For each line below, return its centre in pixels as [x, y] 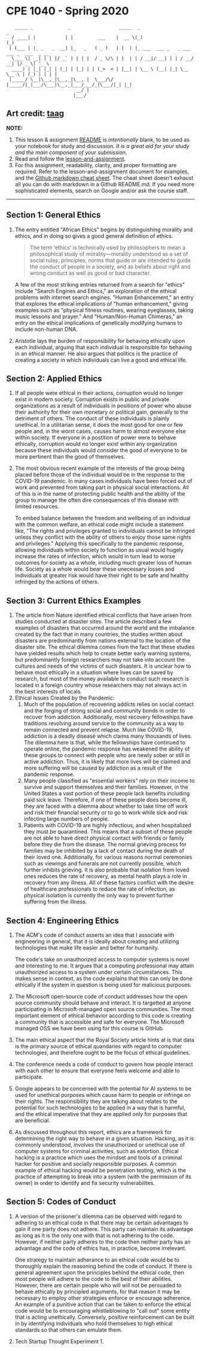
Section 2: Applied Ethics [54, 379]
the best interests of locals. [48, 692]
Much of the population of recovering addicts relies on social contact [109, 704]
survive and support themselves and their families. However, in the [106, 787]
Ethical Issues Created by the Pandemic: [65, 698]
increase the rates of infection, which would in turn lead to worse [95, 556]
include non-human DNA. [46, 329]
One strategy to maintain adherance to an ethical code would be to [97, 1259]
